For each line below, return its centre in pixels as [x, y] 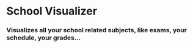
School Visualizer [52, 11]
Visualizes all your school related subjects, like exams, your [97, 30]
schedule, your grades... [44, 38]
